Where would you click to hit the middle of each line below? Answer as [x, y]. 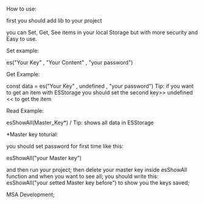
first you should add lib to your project [54, 20]
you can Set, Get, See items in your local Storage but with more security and [102, 32]
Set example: [23, 51]
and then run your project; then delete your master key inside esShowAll [97, 170]
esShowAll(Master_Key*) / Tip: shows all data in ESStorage [80, 122]
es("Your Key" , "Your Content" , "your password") [70, 62]
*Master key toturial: [32, 134]
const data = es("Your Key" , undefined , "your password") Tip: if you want [100, 86]
